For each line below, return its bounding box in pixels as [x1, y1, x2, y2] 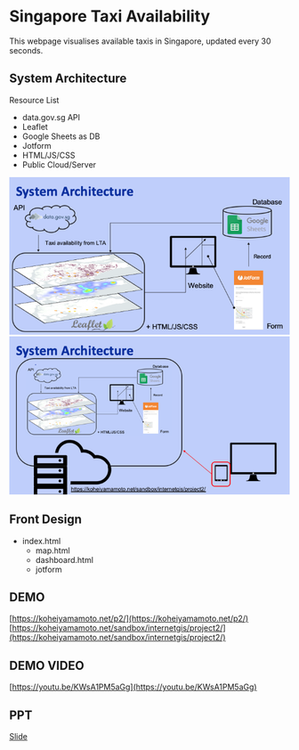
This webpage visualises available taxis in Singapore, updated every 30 [9, 36, 271, 46]
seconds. [9, 45, 44, 55]
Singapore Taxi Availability [9, 6, 211, 27]
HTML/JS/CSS [21, 150, 76, 160]
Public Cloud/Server [21, 159, 96, 170]
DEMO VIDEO [9, 657, 85, 673]
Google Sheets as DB [21, 131, 101, 142]
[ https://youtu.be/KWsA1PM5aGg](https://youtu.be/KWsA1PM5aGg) [9, 681, 257, 692]
